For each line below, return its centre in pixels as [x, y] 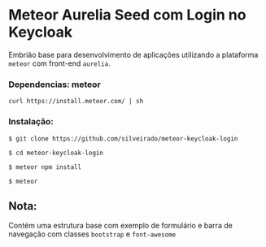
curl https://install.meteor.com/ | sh [76, 102]
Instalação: [31, 122]
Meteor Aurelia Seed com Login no [127, 15]
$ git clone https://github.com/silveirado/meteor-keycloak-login [123, 139]
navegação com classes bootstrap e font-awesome [92, 234]
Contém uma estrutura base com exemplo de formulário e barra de [121, 226]
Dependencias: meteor [55, 84]
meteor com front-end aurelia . [60, 63]
